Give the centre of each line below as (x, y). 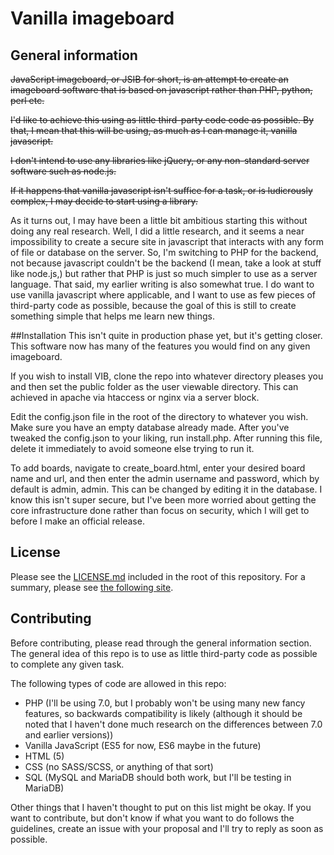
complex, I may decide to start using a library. (104, 201)
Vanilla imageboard (92, 18)
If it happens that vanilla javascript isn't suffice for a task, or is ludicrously (161, 190)
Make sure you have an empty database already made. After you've (150, 427)
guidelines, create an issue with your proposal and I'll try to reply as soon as (167, 828)
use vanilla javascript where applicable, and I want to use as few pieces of (163, 295)
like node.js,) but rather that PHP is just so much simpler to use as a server (164, 273)
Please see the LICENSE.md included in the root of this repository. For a (158, 576)
